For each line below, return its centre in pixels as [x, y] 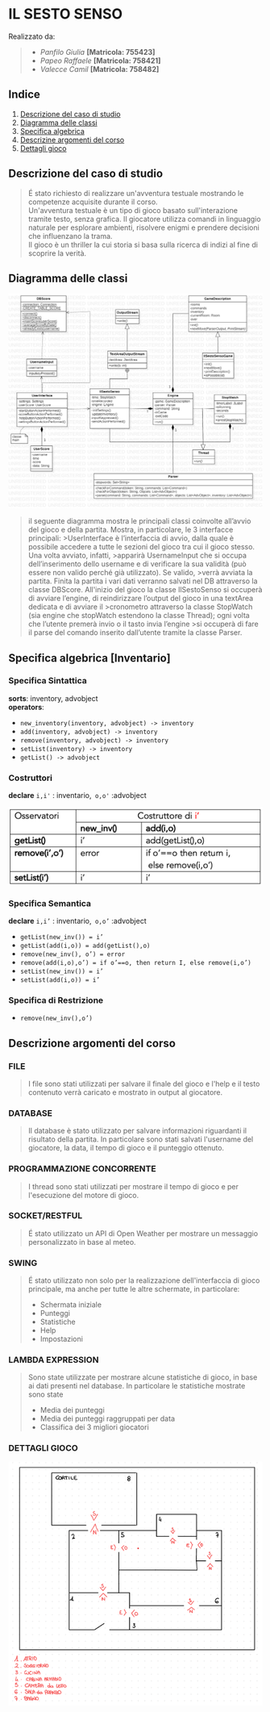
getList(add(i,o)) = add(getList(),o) [85, 946]
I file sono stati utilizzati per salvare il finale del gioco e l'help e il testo [144, 1084]
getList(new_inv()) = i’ [62, 937]
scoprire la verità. [57, 253]
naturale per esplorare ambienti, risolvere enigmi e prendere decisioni [143, 228]
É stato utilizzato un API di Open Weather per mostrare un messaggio [143, 1233]
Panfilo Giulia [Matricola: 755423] [98, 52]
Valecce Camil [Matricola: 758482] [100, 69]
